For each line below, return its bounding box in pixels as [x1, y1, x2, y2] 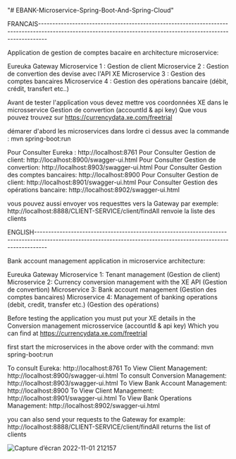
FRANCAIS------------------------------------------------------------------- [7, 20, 229, 28]
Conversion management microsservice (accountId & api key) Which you [7, 321, 219, 330]
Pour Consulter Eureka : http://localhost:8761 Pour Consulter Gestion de [7, 148, 216, 156]
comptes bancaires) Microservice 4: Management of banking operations [7, 293, 218, 301]
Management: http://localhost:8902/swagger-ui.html [7, 402, 160, 410]
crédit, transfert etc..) [7, 85, 69, 93]
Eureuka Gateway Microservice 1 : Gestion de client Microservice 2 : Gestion [7, 62, 229, 70]
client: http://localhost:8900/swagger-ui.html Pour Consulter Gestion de [7, 155, 216, 164]
